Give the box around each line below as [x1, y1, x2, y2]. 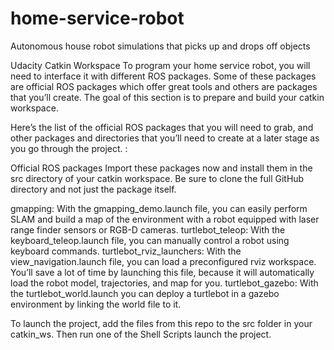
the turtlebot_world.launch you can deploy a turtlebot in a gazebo [10, 287, 280, 299]
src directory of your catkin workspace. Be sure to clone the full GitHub [10, 172, 305, 184]
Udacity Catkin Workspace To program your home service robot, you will [10, 59, 311, 71]
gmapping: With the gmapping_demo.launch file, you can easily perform [10, 202, 308, 214]
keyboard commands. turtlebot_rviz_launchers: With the [10, 245, 242, 257]
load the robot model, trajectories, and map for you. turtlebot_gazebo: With [10, 277, 319, 289]
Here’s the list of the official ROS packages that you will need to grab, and [10, 121, 314, 133]
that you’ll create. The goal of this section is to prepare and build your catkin [10, 91, 325, 103]
